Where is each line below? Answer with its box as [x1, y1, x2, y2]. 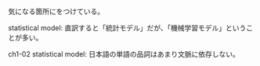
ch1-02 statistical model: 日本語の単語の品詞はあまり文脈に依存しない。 [8, 50, 240, 58]
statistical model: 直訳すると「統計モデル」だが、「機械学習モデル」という [8, 23, 247, 33]
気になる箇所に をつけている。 [8, 7, 104, 16]
